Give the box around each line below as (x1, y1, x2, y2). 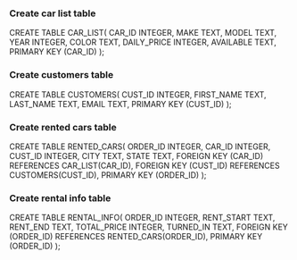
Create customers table (9, 69, 114, 81)
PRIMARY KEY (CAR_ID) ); (9, 46, 105, 57)
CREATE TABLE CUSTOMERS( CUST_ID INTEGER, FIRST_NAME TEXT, (9, 88, 267, 100)
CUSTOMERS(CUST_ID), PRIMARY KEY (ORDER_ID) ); (9, 169, 207, 180)
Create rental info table (9, 191, 111, 204)
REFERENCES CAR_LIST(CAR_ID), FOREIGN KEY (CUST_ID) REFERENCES (9, 160, 280, 171)
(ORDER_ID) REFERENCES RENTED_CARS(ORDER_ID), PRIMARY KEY (9, 231, 263, 242)
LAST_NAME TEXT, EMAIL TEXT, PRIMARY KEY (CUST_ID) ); (9, 98, 232, 109)
